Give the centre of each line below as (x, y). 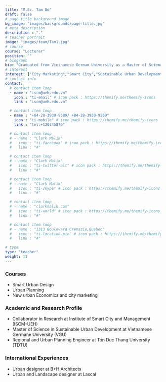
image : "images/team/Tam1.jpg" (37, 42)
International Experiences (37, 358)
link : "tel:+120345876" (40, 124)
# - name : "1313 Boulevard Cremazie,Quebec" (57, 229)
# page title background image (37, 19)
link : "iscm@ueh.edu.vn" (41, 102)
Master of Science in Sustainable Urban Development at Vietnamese (82, 329)
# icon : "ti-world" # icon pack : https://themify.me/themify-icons (85, 211)
